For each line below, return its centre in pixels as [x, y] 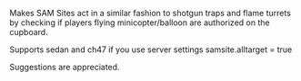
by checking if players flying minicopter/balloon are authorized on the [140, 22]
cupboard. [29, 32]
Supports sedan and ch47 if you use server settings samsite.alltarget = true [151, 49]
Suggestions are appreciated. [65, 67]
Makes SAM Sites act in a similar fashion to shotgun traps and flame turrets [150, 13]
